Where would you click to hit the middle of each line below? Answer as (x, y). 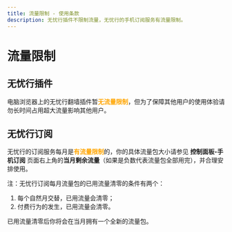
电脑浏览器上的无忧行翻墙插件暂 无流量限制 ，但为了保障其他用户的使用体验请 (116, 101)
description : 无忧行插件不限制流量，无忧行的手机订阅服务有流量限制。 (97, 20)
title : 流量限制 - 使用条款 (43, 13)
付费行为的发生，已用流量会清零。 (66, 207)
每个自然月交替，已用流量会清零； (66, 198)
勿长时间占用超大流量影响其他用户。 (59, 110)
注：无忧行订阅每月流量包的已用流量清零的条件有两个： (86, 184)
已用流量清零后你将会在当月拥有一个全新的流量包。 (80, 222)
